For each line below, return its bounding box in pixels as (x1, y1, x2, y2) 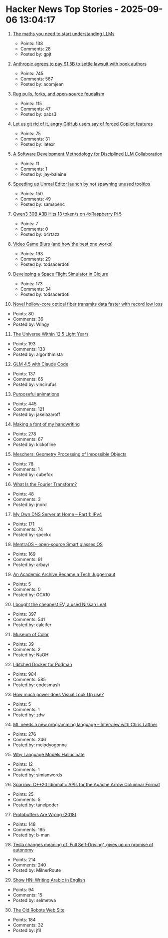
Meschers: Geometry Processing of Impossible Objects (12, 451, 127, 457)
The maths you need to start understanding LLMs (12, 31, 115, 37)
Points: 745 (20, 70, 44, 76)
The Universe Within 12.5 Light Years (12, 331, 89, 337)
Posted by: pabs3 (20, 111, 57, 117)
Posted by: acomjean (20, 81, 64, 87)
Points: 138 (20, 40, 43, 46)
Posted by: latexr (20, 141, 55, 147)
